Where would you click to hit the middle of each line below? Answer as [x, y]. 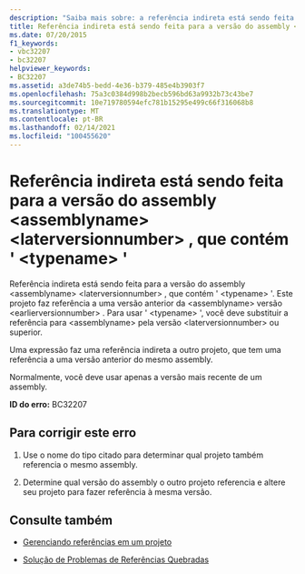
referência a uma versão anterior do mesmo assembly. [111, 359]
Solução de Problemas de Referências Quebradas [116, 559]
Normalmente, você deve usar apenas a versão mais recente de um [136, 377]
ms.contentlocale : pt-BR [56, 119]
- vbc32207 [30, 52]
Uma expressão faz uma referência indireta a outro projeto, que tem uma [145, 349]
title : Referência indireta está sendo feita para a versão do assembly [150, 26]
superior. [26, 332]
